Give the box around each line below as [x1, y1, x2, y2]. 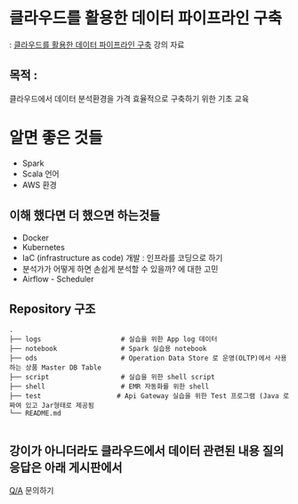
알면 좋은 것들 [9, 127, 103, 148]
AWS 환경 [21, 179, 58, 190]
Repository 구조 [9, 301, 96, 316]
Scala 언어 [21, 168, 60, 179]
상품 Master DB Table [25, 363, 102, 372]
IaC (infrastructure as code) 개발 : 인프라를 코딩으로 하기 [21, 252, 223, 263]
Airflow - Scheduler [21, 273, 94, 284]
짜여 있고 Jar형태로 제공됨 [9, 402, 95, 411]
